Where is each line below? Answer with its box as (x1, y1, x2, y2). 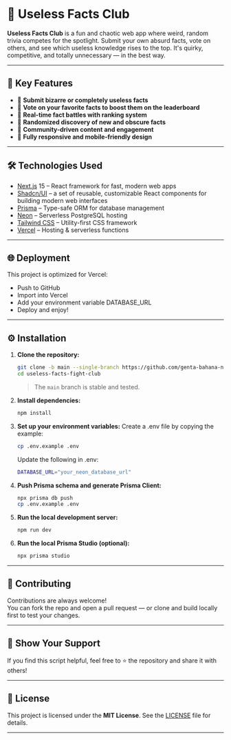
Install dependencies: (16, 396, 81, 405)
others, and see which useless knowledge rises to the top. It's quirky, (7, 43, 203, 52)
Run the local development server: (16, 514, 118, 522)
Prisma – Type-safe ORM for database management (16, 204, 165, 212)
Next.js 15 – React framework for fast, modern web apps (16, 182, 177, 190)
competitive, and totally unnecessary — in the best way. (7, 51, 166, 59)
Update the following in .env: (16, 455, 99, 463)
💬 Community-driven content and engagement (16, 125, 154, 133)
